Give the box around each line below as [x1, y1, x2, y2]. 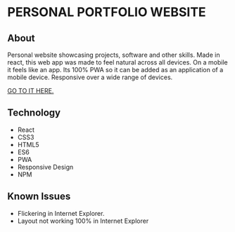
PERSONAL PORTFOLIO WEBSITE [7, 4, 206, 20]
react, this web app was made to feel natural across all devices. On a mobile [7, 58, 228, 67]
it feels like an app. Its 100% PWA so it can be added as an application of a [7, 66, 224, 74]
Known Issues [7, 191, 71, 203]
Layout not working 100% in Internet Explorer [17, 217, 149, 225]
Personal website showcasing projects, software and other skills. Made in [7, 50, 220, 59]
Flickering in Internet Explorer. [17, 209, 105, 217]
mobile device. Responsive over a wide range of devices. [7, 73, 173, 81]
